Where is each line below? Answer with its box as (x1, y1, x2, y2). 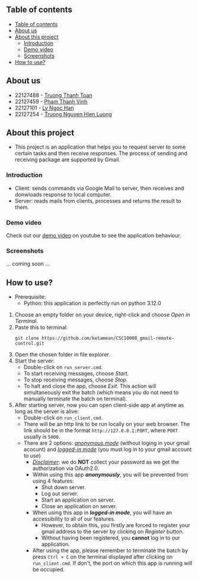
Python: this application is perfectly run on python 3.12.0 (23, 300, 161, 307)
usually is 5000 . (23, 433, 60, 440)
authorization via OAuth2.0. (32, 465, 100, 472)
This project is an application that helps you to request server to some (14, 143, 186, 151)
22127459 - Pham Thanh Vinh (14, 98, 88, 105)
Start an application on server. (41, 496, 115, 503)
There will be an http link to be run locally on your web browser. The (23, 421, 190, 428)
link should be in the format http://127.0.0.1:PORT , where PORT (23, 427, 178, 434)
